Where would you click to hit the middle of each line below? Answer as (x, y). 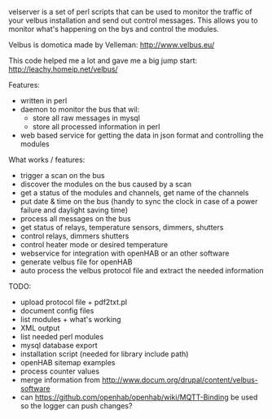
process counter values (60, 371)
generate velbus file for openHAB (76, 262)
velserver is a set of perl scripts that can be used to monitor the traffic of (130, 12)
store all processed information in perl (96, 127)
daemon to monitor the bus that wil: (80, 109)
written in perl (44, 100)
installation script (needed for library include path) (104, 354)
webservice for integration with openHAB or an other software (125, 253)
